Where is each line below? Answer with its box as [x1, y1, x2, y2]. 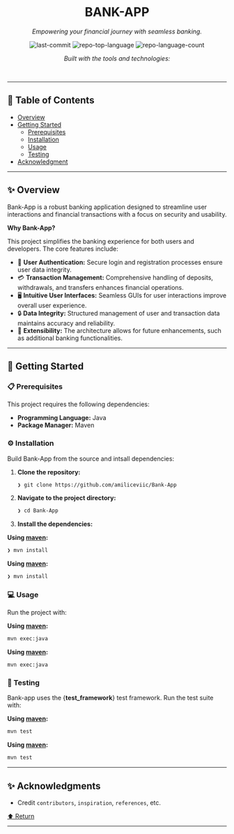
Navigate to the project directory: [17, 494, 116, 502]
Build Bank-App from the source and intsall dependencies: [7, 454, 175, 463]
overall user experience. [17, 301, 87, 309]
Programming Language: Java [17, 414, 107, 422]
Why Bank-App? [7, 224, 56, 232]
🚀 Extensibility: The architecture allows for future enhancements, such [17, 326, 221, 334]
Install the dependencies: [17, 520, 93, 528]
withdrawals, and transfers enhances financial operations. [17, 283, 185, 291]
